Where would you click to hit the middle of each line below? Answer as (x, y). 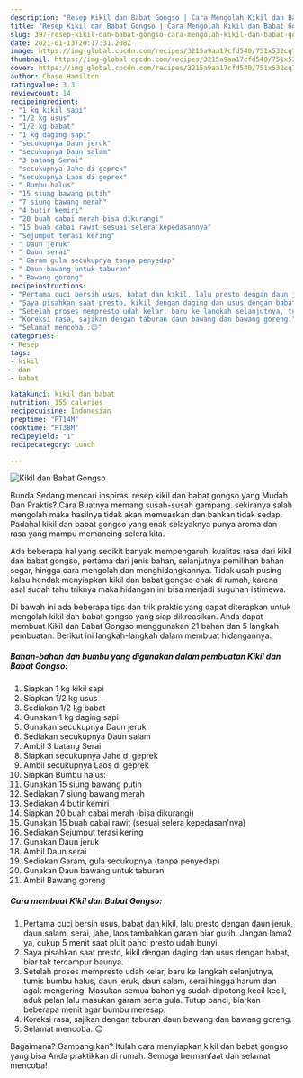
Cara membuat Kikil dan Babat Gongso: (86, 900)
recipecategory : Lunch (53, 444)
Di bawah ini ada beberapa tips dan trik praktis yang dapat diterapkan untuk (151, 607)
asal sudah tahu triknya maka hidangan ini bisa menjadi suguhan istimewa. (148, 589)
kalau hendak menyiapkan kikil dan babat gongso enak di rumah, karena (144, 580)
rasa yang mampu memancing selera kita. (88, 534)
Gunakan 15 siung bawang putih (82, 784)
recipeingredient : (45, 101)
